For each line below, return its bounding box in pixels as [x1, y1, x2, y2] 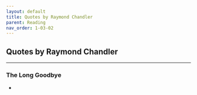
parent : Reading [6, 19, 46, 25]
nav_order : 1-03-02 [6, 25, 54, 31]
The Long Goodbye [6, 71, 62, 79]
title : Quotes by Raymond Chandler [6, 14, 93, 20]
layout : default [6, 8, 46, 15]
